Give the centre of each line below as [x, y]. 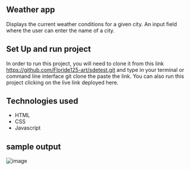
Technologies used [42, 101]
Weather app [31, 10]
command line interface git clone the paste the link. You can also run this [95, 76]
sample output [34, 147]
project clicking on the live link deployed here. [62, 82]
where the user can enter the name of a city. [60, 30]
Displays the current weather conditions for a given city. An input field [91, 24]
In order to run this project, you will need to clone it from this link [85, 63]
